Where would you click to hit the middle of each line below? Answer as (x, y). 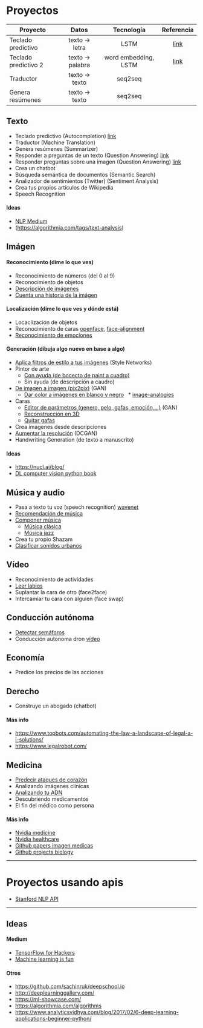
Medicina (24, 765)
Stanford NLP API (37, 899)
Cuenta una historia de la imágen (56, 295)
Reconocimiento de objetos (49, 282)
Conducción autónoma (50, 618)
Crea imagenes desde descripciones (61, 426)
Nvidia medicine (35, 833)
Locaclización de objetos (46, 322)
